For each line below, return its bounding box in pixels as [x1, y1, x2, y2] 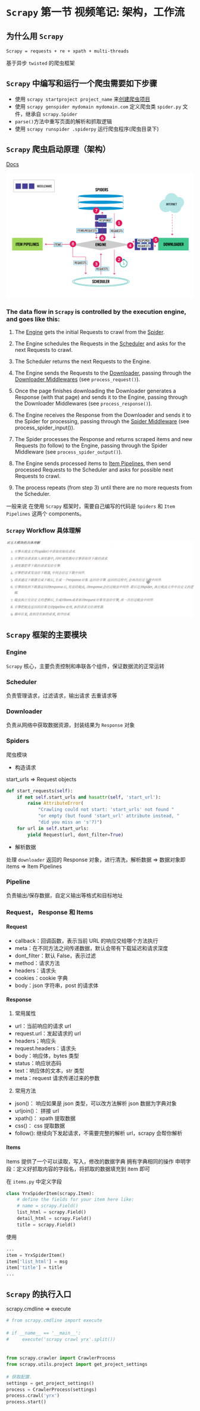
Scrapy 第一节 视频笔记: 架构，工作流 [6, 5, 185, 19]
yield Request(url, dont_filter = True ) [27, 832, 124, 838]
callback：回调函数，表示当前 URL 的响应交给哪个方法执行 [14, 937, 159, 944]
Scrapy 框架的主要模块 [6, 630, 87, 640]
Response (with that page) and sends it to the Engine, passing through [14, 394, 188, 401]
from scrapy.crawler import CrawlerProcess [6, 1355, 116, 1361]
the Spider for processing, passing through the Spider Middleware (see [14, 418, 189, 425]
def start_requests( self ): [6, 788, 73, 794]
